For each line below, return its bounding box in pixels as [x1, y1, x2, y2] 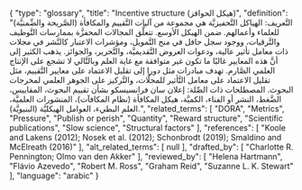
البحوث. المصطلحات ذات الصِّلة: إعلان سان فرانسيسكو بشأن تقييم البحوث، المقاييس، [9, 85, 294, 95]
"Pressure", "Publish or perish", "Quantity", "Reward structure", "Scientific [9, 113, 284, 123]
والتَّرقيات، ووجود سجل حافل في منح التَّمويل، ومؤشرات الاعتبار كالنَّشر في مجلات [9, 36, 280, 47]
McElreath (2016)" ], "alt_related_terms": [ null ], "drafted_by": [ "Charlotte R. [9, 141, 294, 152]
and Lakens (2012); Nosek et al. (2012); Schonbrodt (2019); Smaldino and [9, 132, 282, 142]
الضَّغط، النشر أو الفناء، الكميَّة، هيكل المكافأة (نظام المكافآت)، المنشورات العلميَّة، [9, 94, 282, 104]
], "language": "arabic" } [9, 170, 99, 181]
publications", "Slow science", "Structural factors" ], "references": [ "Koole [9, 122, 287, 133]
